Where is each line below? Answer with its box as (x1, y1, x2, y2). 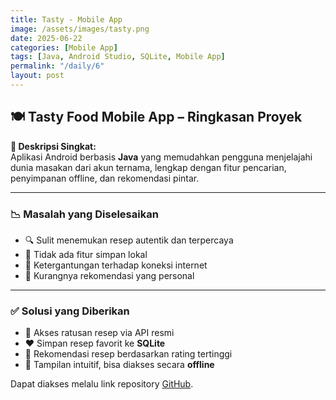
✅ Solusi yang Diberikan (10, 304, 130, 318)
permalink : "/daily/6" (10, 61, 105, 71)
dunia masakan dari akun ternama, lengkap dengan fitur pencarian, (10, 161, 287, 173)
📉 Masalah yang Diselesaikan (10, 207, 159, 221)
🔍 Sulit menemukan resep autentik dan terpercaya (24, 234, 234, 246)
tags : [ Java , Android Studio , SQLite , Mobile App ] (10, 52, 226, 62)
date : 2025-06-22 (10, 33, 83, 43)
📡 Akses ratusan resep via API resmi (24, 327, 175, 339)
